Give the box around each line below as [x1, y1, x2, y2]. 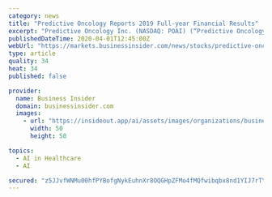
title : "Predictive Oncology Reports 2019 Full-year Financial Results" [8, 19, 259, 28]
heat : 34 [8, 65, 38, 73]
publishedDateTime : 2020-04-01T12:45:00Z [8, 34, 151, 43]
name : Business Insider [15, 94, 96, 102]
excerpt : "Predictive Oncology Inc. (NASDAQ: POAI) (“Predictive [8, 27, 233, 35]
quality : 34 [8, 58, 49, 66]
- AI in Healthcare [15, 154, 82, 162]
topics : [8, 147, 35, 155]
